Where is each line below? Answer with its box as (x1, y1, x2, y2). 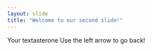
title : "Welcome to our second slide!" (7, 17, 123, 24)
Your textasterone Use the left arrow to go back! (7, 36, 146, 44)
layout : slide (7, 10, 49, 17)
